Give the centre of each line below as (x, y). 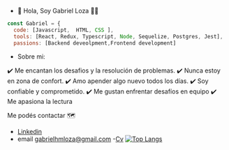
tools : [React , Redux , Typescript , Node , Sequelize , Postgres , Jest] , (118, 36)
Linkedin (30, 131)
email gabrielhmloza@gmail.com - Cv (71, 139)
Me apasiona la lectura (40, 101)
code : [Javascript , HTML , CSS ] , (64, 30)
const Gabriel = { (34, 24)
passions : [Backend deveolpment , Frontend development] (95, 43)
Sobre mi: (31, 57)
